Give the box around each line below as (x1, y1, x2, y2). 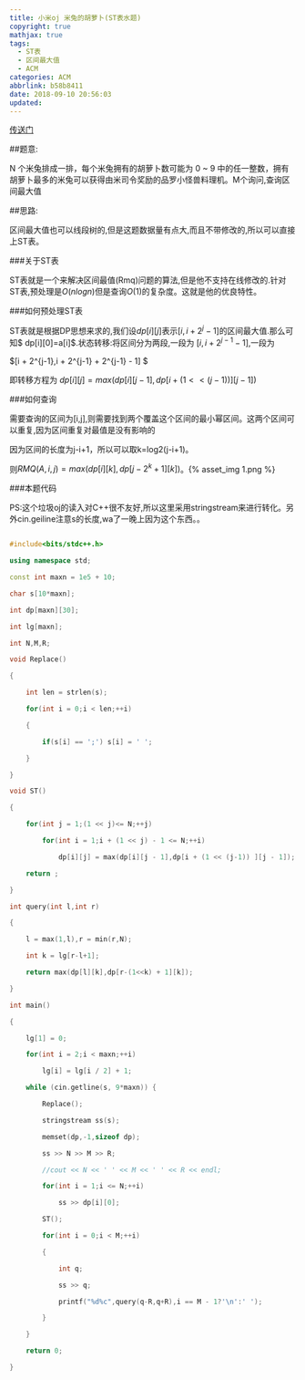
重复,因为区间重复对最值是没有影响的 (16, 424, 157, 435)
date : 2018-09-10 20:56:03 (9, 89, 112, 99)
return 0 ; (25, 1346, 64, 1355)
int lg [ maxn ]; (9, 622, 64, 631)
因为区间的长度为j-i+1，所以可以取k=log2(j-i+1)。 (9, 443, 194, 454)
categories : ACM (9, 73, 71, 82)
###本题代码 (9, 482, 57, 493)
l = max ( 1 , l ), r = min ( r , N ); (25, 935, 132, 944)
